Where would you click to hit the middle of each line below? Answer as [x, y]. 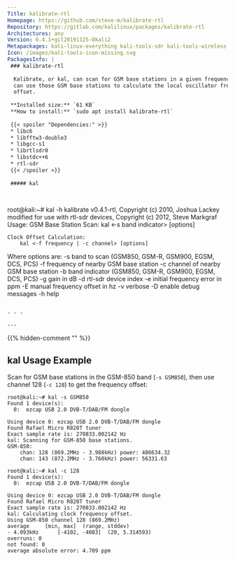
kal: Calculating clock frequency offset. [70, 514]
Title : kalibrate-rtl [39, 14]
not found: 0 [26, 545]
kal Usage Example [50, 360]
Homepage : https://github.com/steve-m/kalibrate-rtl [86, 20]
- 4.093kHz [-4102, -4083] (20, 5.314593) [79, 533]
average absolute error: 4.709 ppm [59, 551]
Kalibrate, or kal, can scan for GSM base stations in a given [107, 79]
